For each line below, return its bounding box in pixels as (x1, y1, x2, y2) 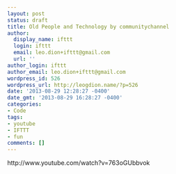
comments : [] (7, 140, 45, 147)
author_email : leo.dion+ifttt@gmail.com (7, 68, 127, 75)
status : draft (7, 17, 49, 24)
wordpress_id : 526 (7, 74, 61, 82)
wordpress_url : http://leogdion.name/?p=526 (7, 81, 138, 88)
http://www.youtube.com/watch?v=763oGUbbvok (7, 159, 150, 167)
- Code (7, 107, 26, 114)
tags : (7, 113, 23, 120)
